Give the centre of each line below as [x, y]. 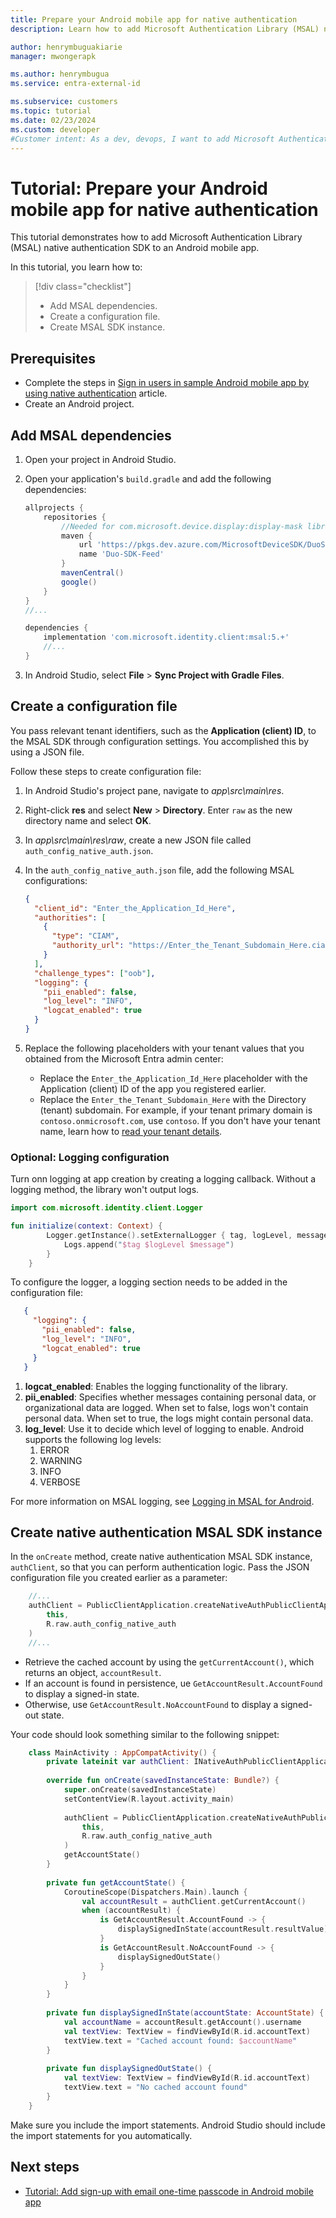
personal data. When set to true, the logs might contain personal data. [169, 1418]
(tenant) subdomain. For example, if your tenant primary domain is [176, 1110]
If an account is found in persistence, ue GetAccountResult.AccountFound [173, 1683]
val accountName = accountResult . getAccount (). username [182, 2022]
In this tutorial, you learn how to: [76, 267]
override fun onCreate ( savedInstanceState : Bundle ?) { [163, 1781]
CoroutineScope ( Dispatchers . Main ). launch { [155, 1892]
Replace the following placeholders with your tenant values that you [164, 1048]
